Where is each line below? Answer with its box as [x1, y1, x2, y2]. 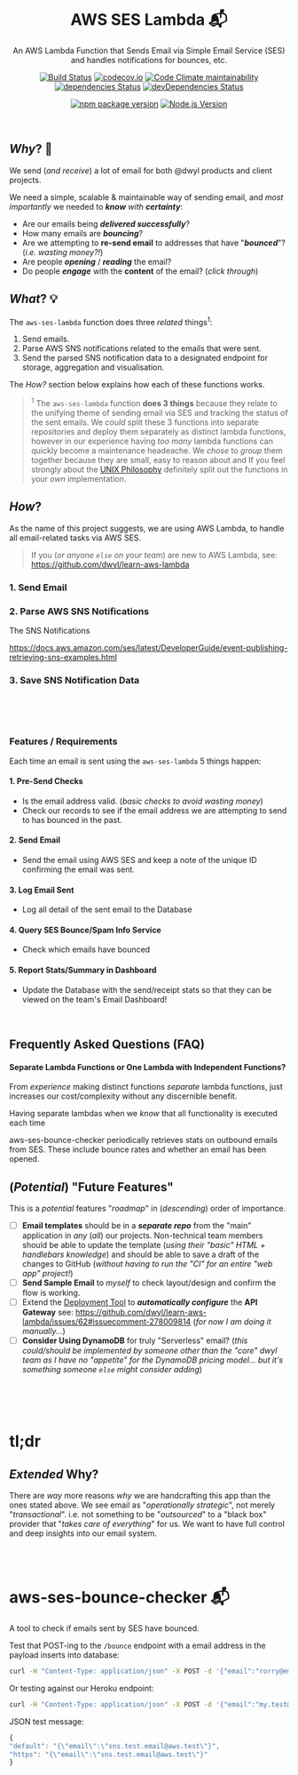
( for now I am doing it [192, 1316, 272, 1327]
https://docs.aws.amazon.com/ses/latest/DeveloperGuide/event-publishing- [9, 642, 288, 652]
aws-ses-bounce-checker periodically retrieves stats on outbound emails [9, 1135, 278, 1146]
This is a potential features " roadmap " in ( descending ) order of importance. [9, 1203, 286, 1213]
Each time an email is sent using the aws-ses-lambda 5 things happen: [9, 756, 262, 766]
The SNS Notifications [9, 625, 90, 636]
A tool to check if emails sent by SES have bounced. [9, 1623, 200, 1634]
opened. [9, 1154, 40, 1164]
